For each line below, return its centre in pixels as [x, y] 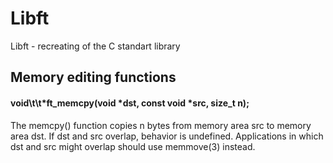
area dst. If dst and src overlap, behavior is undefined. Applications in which [167, 136]
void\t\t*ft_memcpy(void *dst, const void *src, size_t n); [130, 103]
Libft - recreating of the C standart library [95, 46]
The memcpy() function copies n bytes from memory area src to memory [161, 125]
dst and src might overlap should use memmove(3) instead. [133, 146]
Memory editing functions [93, 77]
